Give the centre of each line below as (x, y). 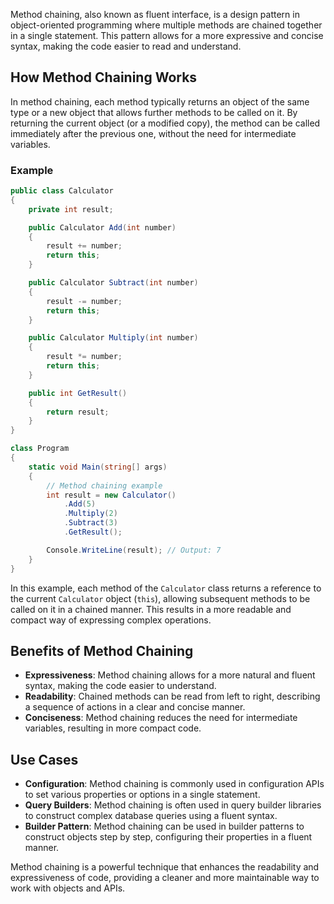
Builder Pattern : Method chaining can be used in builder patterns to (164, 826)
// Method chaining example (104, 485)
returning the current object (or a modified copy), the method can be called (165, 123)
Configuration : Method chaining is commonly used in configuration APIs (174, 784)
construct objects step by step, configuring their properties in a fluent (168, 837)
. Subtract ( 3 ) (90, 523)
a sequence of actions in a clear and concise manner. (135, 707)
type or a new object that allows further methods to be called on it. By (154, 112)
